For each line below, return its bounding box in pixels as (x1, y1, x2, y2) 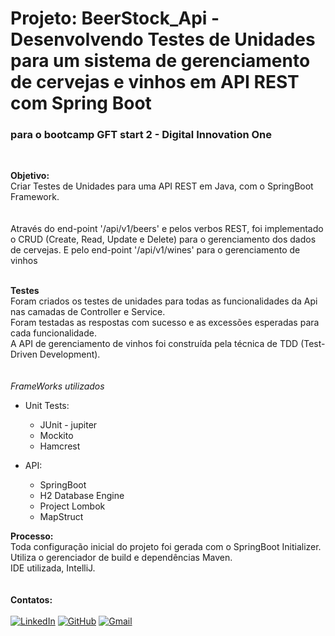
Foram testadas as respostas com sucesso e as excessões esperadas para (10, 317, 320, 329)
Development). (39, 348, 101, 361)
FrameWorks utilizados (10, 380, 105, 392)
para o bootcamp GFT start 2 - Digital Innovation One (10, 128, 273, 142)
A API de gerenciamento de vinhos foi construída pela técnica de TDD (10, 338, 299, 350)
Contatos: (10, 594, 53, 606)
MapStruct (39, 511, 84, 523)
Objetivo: (10, 170, 50, 182)
